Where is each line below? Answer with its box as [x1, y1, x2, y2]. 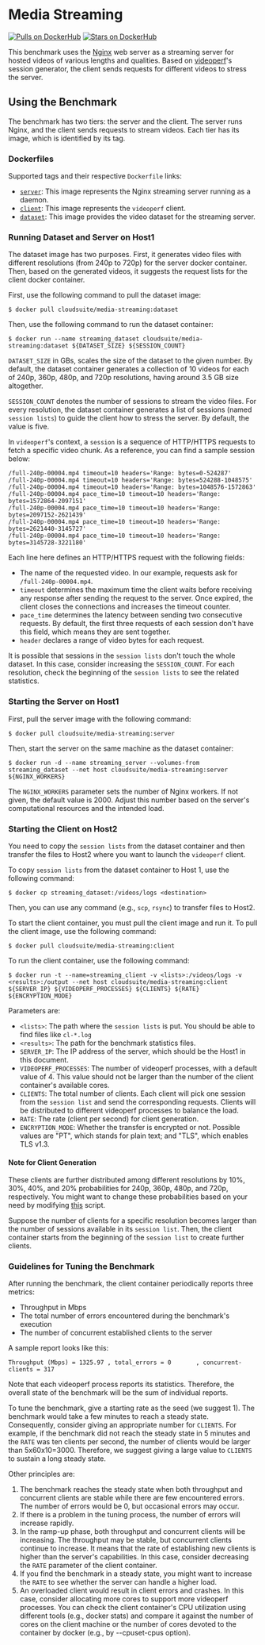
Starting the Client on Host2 [8, 823, 118, 834]
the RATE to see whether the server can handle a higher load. [19, 1578, 218, 1587]
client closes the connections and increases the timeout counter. [19, 602, 231, 612]
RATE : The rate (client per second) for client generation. [19, 1113, 199, 1124]
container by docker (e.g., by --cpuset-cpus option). [19, 1628, 191, 1638]
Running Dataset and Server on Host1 [8, 232, 155, 243]
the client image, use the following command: [8, 926, 157, 936]
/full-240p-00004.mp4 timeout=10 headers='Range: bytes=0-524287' [8, 470, 232, 478]
